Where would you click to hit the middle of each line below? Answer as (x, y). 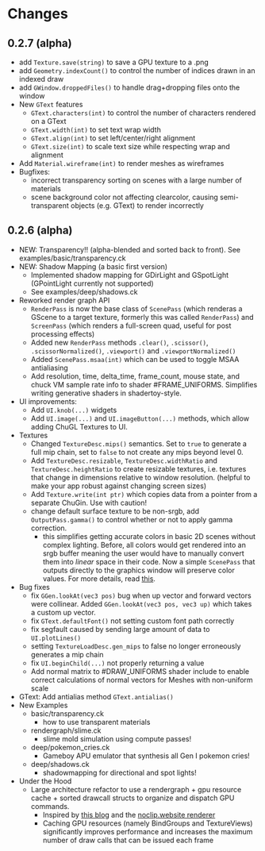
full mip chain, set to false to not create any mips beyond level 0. (137, 452)
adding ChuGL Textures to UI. (79, 426)
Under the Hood (45, 781)
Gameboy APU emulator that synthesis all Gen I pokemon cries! (146, 756)
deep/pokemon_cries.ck (70, 747)
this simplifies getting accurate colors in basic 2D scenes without (149, 536)
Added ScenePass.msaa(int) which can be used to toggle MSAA (135, 359)
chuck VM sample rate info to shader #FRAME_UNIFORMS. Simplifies (144, 384)
